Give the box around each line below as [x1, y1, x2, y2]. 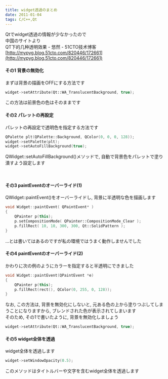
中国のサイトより [5, 37, 41, 44]
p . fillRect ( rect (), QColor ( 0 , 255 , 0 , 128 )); [14, 287, 112, 292]
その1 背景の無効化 [5, 67, 44, 73]
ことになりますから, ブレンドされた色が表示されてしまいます [9, 308, 137, 314]
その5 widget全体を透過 [5, 335, 55, 342]
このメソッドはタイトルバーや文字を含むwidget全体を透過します [5, 368, 139, 374]
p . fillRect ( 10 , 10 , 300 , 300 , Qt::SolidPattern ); [14, 223, 125, 229]
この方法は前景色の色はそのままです [5, 99, 81, 105]
